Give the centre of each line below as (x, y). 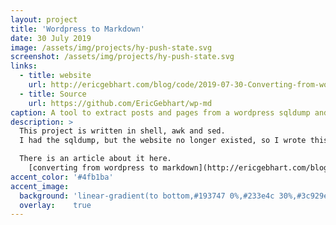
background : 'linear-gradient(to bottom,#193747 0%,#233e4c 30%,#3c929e (174, 196)
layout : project (44, 19)
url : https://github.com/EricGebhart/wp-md (120, 103)
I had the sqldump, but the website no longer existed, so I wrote (163, 141)
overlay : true (55, 205)
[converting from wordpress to (93, 168)
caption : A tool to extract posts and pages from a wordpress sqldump (160, 112)
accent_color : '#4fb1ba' (62, 177)
